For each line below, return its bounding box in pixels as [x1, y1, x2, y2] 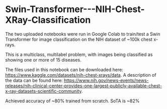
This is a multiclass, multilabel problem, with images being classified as [5, 51, 153, 58]
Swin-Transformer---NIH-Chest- [5, 4, 145, 15]
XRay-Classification [5, 14, 91, 26]
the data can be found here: [5, 77, 63, 83]
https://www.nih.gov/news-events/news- [63, 77, 149, 83]
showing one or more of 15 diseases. [5, 57, 81, 63]
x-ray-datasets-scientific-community [5, 88, 82, 94]
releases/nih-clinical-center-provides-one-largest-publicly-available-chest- [5, 82, 162, 89]
